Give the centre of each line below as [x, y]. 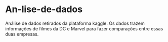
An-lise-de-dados [44, 9]
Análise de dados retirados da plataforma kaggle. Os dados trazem [75, 23]
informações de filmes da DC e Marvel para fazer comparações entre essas [84, 28]
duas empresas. [22, 34]
